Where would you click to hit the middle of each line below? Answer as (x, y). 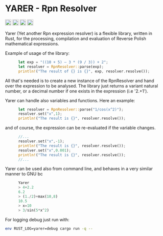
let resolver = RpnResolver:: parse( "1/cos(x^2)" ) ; (71, 109)
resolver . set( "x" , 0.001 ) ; (44, 150)
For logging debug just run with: (37, 219)
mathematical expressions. (32, 43)
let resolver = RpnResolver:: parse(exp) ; (61, 66)
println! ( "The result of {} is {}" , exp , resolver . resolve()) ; (84, 71)
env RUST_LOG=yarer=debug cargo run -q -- (49, 228)
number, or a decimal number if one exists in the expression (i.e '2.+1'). (77, 91)
